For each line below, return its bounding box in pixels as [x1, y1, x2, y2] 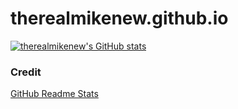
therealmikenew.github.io [10, 7, 229, 30]
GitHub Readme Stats [10, 88, 99, 100]
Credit [10, 65, 42, 79]
